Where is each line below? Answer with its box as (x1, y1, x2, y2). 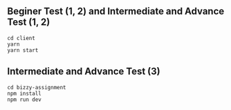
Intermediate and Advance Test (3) (7, 66, 160, 77)
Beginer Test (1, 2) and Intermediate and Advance (7, 6, 225, 17)
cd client (7, 35, 36, 42)
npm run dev (7, 96, 41, 103)
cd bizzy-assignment (7, 84, 67, 91)
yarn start (7, 46, 39, 54)
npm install (7, 90, 41, 97)
